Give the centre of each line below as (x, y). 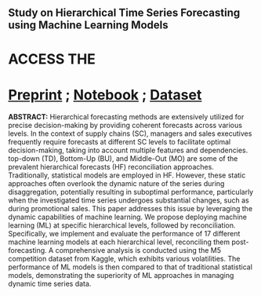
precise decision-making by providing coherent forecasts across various (125, 125)
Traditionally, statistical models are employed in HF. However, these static (127, 175)
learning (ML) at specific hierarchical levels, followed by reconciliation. (122, 225)
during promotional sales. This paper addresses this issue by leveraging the (130, 208)
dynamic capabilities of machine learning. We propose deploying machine (127, 217)
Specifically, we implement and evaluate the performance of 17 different (124, 233)
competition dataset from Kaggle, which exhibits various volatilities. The (124, 258)
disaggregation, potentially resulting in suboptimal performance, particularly (131, 192)
